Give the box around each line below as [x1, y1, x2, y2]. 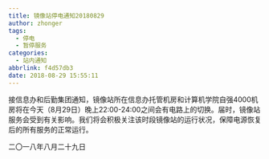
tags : [8, 26, 26, 35]
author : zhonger [8, 19, 63, 27]
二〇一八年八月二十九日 [8, 141, 86, 151]
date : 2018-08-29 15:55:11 [8, 71, 99, 79]
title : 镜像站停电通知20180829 [8, 11, 104, 20]
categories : [8, 49, 48, 57]
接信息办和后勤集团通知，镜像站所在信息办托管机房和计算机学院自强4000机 [8, 94, 259, 104]
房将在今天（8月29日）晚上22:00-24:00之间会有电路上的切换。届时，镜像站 [8, 104, 261, 114]
